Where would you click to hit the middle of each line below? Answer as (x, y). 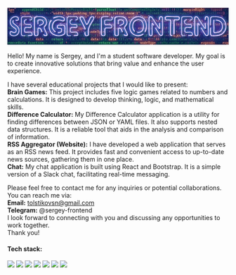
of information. (29, 137)
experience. (25, 71)
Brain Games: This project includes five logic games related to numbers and (118, 92)
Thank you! (24, 232)
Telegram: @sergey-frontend (50, 210)
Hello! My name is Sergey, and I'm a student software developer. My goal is (117, 56)
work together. (28, 225)
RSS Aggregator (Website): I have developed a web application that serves (117, 144)
